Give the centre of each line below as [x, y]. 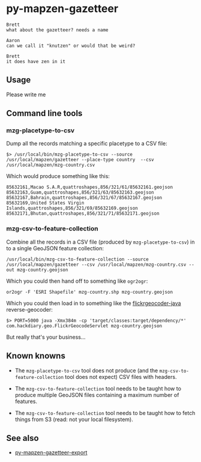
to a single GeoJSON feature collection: [55, 248]
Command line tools [44, 113]
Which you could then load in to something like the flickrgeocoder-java [94, 303]
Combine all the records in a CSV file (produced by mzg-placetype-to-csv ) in [100, 242]
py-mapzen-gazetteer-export [51, 452]
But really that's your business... [46, 337]
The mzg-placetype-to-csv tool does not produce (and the [86, 370]
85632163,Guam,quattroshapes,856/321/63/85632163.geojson [80, 192]
